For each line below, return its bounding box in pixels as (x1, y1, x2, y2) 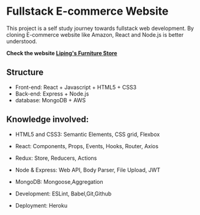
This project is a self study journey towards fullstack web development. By (6, 25, 194, 32)
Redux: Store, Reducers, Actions (15, 154, 97, 162)
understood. (6, 37, 37, 45)
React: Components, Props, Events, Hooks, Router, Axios (15, 142, 159, 149)
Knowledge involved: (6, 115, 89, 125)
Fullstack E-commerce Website (6, 4, 169, 18)
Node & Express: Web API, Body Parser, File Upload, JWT (15, 166, 161, 173)
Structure (6, 67, 44, 78)
